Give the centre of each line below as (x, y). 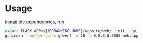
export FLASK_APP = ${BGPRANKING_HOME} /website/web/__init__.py (71, 31)
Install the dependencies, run (35, 22)
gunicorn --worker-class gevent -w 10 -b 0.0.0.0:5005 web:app (72, 35)
